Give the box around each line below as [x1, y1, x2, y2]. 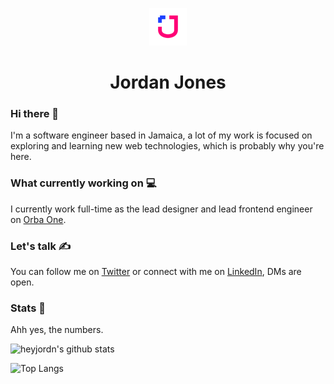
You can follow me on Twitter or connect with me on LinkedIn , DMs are [10, 266, 302, 278]
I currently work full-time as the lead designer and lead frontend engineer [10, 203, 313, 215]
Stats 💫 [10, 301, 46, 315]
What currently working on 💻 [10, 176, 157, 190]
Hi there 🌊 [10, 107, 60, 121]
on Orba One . [10, 213, 67, 225]
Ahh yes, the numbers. [10, 324, 104, 336]
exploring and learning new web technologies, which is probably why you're [10, 140, 325, 152]
